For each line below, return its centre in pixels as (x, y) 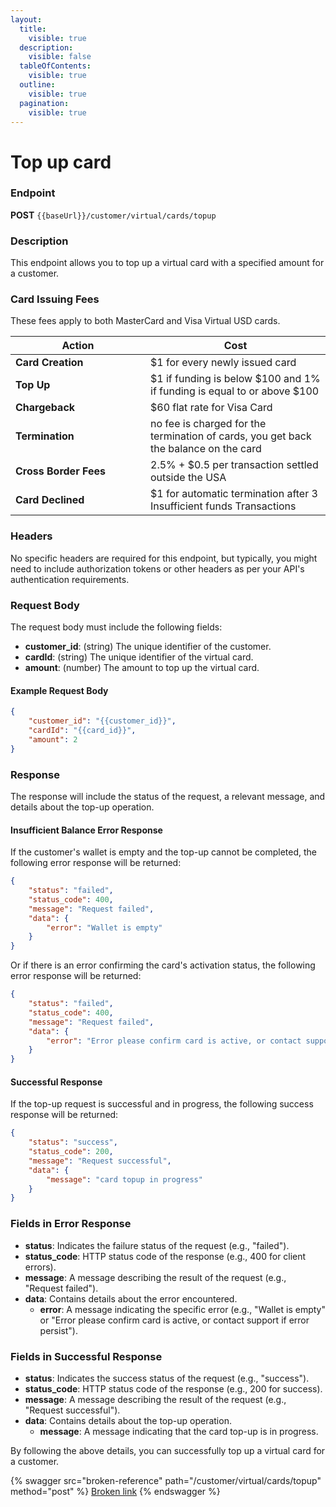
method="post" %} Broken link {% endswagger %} (115, 1491)
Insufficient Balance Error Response (86, 830)
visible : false (60, 57)
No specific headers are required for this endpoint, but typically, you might (164, 558)
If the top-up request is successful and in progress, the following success (162, 1104)
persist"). (59, 1330)
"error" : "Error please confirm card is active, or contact (174, 1041)
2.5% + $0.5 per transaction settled (234, 465)
